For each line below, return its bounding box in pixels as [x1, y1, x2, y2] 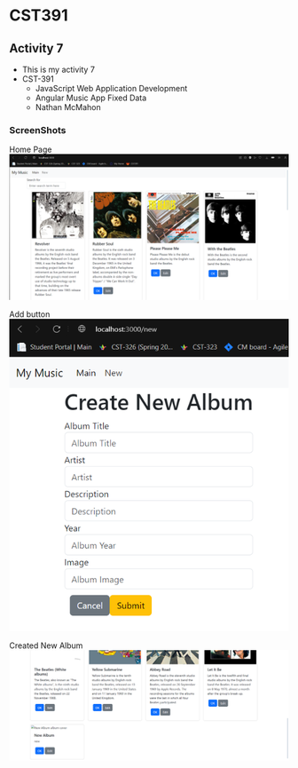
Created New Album [9, 640, 83, 651]
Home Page [9, 144, 52, 155]
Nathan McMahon [35, 102, 102, 112]
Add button [9, 309, 51, 320]
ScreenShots [9, 123, 67, 136]
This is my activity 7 [21, 64, 96, 75]
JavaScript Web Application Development [35, 83, 188, 93]
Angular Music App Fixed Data [35, 92, 147, 103]
